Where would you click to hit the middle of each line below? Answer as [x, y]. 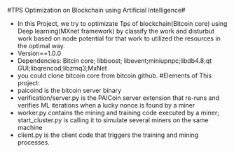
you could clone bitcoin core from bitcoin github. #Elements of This [115, 75]
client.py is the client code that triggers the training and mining [108, 135]
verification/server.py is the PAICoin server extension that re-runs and [118, 98]
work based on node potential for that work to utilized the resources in [119, 38]
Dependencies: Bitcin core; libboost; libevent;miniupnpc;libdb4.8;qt [115, 61]
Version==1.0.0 [39, 53]
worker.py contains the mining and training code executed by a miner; [118, 112]
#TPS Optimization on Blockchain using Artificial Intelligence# [96, 10]
